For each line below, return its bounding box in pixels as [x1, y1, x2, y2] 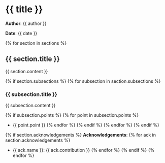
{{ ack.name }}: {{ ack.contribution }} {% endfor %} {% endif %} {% [12, 147, 155, 153]
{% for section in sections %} [5, 40, 67, 46]
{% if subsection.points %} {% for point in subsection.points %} [5, 112, 139, 118]
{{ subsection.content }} [5, 103, 56, 109]
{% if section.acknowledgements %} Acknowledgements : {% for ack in [5, 132, 156, 138]
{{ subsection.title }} [5, 90, 57, 97]
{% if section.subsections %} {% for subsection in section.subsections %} [5, 78, 161, 84]
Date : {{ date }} [5, 30, 38, 36]
